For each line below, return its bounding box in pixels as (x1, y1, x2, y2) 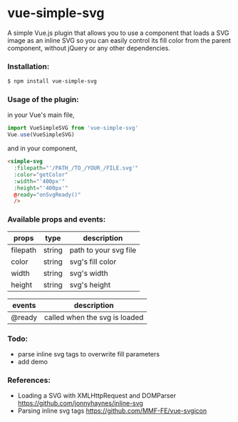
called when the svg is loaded (43, 312, 144, 322)
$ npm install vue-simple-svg (7, 78, 98, 85)
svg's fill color (69, 257, 117, 267)
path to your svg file (69, 245, 137, 254)
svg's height (69, 279, 111, 289)
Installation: (7, 61, 50, 71)
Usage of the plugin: (7, 95, 80, 105)
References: (7, 375, 51, 385)
